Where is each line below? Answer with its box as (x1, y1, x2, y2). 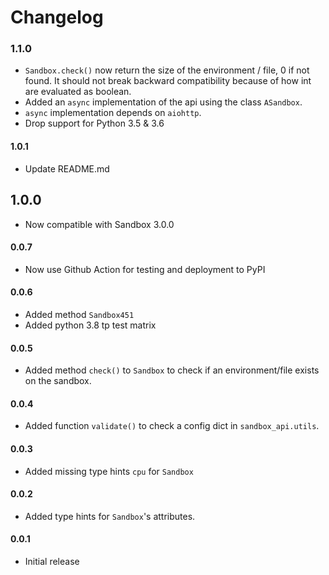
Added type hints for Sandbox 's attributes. (24, 510, 196, 522)
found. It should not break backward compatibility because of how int (24, 75, 312, 87)
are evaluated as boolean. (24, 86, 132, 98)
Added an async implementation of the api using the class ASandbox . (24, 96, 303, 108)
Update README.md (24, 162, 110, 175)
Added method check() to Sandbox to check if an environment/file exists (24, 364, 320, 376)
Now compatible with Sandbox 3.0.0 (24, 218, 175, 230)
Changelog (10, 6, 104, 29)
